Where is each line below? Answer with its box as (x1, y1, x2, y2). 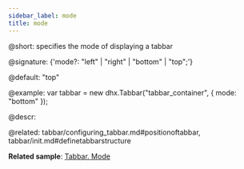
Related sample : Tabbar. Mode (8, 151, 110, 161)
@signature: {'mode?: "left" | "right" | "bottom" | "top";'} (8, 57, 194, 66)
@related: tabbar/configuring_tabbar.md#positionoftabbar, (8, 127, 202, 137)
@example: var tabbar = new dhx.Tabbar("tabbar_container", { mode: (8, 87, 237, 97)
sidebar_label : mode (8, 11, 78, 20)
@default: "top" (8, 72, 60, 82)
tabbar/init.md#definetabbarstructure (8, 135, 132, 145)
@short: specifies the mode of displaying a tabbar (8, 41, 174, 50)
